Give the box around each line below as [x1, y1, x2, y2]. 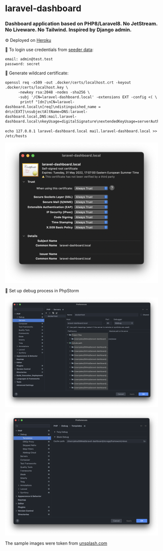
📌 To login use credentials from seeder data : [5, 47, 94, 53]
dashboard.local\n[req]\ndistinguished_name [5, 105, 97, 109]
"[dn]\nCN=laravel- [35, 100, 75, 105]
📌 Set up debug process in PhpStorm [5, 287, 79, 293]
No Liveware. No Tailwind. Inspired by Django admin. [5, 26, 132, 33]
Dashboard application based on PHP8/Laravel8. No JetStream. [5, 20, 158, 27]
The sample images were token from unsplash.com [5, 540, 108, 546]
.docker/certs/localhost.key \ [5, 85, 68, 90]
